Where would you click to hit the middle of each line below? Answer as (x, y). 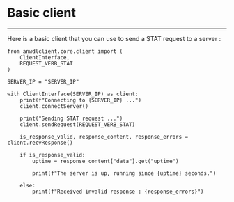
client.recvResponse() (40, 143)
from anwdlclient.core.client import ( (65, 51)
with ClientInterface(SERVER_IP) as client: (73, 94)
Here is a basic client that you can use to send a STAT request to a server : (114, 38)
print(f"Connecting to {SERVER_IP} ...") (80, 100)
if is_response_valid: (53, 155)
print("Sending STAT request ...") (71, 118)
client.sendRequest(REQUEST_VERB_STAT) (78, 124)
